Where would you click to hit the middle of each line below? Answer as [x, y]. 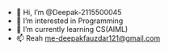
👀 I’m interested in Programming [70, 21]
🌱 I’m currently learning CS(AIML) [72, 29]
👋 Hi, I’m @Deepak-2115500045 [69, 12]
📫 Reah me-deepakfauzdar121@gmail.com [88, 38]
